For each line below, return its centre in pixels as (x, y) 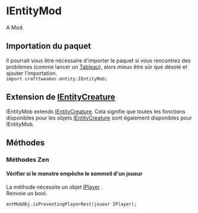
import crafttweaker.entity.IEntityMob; (57, 79)
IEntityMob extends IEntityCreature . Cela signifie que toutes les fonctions (96, 111)
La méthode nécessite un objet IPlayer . (54, 187)
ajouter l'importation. (32, 73)
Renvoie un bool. (27, 193)
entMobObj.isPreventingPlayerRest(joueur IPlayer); (71, 204)
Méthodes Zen (28, 159)
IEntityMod (34, 11)
